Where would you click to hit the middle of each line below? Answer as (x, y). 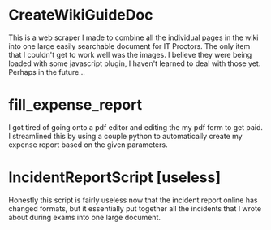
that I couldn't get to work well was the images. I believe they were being (130, 54)
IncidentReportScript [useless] (115, 178)
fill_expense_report (75, 105)
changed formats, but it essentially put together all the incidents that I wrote (135, 208)
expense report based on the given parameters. (88, 145)
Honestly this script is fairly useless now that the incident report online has (133, 200)
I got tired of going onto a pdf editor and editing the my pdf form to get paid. (136, 127)
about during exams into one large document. (84, 217)
